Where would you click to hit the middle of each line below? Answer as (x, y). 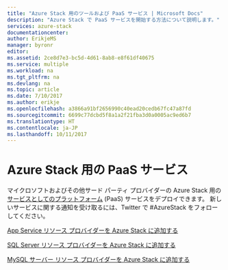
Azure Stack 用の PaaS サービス (98, 170)
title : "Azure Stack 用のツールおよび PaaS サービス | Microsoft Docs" (105, 13)
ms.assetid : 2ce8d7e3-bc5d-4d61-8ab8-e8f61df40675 (81, 58)
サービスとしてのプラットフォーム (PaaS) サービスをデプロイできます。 (108, 199)
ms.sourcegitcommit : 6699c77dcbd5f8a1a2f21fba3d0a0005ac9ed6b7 (99, 115)
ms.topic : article (33, 90)
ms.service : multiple (38, 64)
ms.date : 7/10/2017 (35, 96)
